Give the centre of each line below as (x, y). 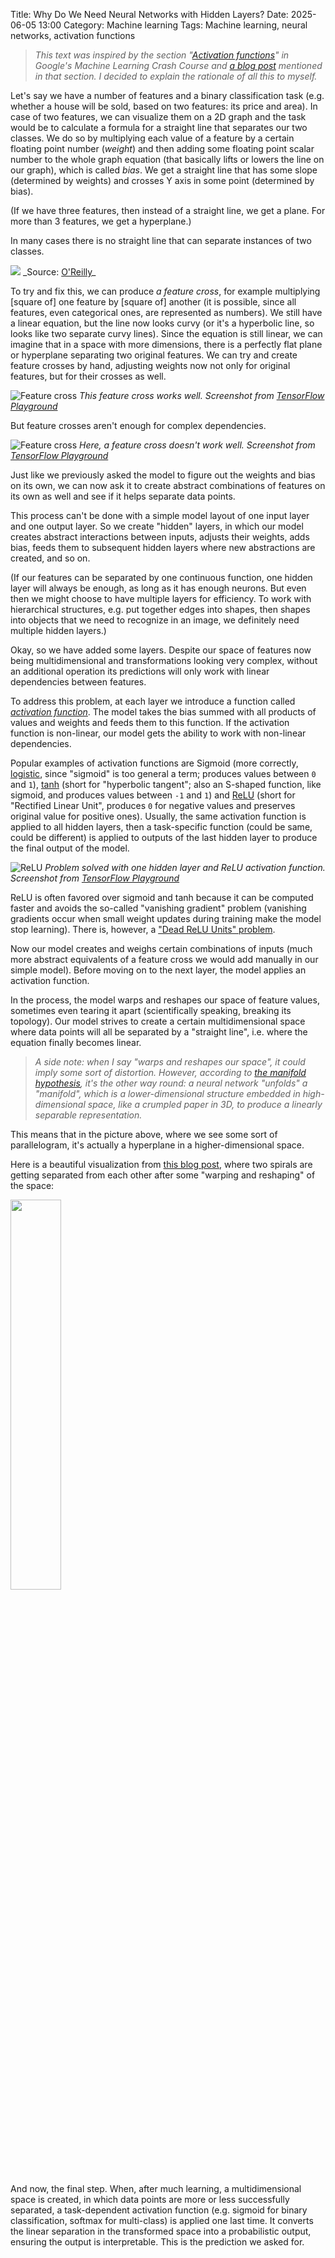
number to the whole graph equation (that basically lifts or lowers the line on (167, 159)
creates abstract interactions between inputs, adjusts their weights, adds (160, 537)
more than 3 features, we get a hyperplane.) (101, 221)
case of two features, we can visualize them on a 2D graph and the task (158, 117)
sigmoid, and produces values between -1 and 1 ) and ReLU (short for (153, 795)
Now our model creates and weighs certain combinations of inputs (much (161, 948)
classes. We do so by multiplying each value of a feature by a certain (152, 138)
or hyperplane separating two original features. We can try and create (154, 355)
